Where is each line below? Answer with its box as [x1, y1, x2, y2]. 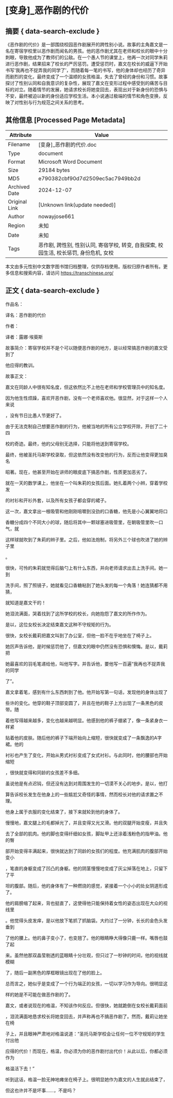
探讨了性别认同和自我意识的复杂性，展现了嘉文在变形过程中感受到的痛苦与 [5, 80, 163, 86]
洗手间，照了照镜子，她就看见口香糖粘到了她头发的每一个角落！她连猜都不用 [5, 582, 168, 588]
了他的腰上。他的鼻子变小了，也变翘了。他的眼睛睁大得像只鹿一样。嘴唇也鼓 [5, 935, 168, 941]
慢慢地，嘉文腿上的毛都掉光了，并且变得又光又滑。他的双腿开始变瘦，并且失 [5, 820, 168, 826]
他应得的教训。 [5, 362, 37, 368]
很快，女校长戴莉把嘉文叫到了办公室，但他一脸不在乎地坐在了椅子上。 [5, 632, 154, 638]
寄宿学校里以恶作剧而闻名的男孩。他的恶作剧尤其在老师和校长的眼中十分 [14, 48, 168, 54]
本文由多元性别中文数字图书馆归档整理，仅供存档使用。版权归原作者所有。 [5, 263, 163, 269]
